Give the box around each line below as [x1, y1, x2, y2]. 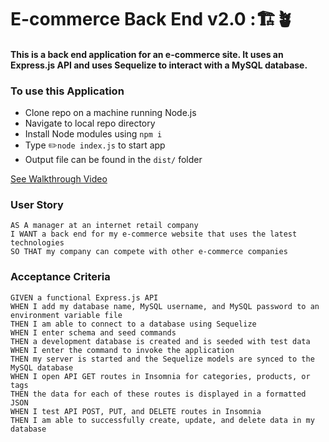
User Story [10, 198, 64, 211]
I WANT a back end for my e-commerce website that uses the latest [10, 229, 298, 240]
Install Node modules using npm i [24, 128, 163, 140]
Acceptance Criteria [10, 270, 111, 284]
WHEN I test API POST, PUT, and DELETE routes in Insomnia [10, 406, 262, 416]
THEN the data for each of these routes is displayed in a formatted [10, 389, 307, 399]
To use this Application [10, 84, 125, 98]
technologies [10, 238, 65, 248]
